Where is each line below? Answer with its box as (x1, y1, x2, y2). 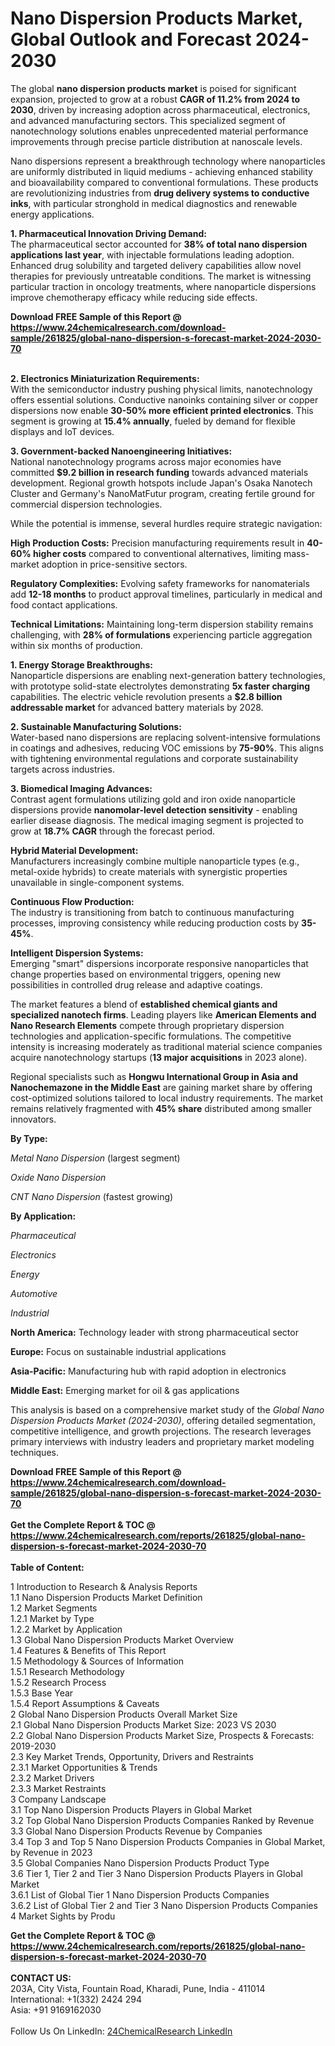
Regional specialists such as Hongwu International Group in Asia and (10, 1070, 298, 1082)
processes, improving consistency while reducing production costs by (10, 917, 300, 929)
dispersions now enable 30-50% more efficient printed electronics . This (10, 404, 314, 416)
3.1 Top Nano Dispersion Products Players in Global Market (10, 1803, 253, 1816)
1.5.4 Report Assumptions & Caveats (10, 1697, 160, 1709)
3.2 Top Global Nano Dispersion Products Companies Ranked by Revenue (10, 1814, 315, 1826)
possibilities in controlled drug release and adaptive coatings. (10, 978, 263, 991)
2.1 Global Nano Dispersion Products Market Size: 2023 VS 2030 (10, 1718, 277, 1731)
